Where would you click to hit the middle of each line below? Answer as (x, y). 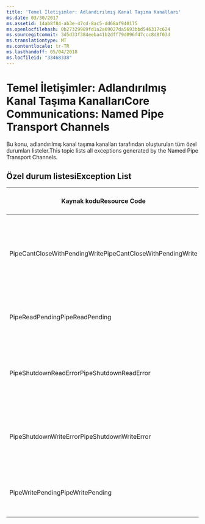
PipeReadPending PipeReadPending (60, 317)
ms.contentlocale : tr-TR (38, 47)
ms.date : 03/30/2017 (33, 18)
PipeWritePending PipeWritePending (60, 493)
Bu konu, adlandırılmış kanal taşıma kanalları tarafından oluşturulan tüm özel (102, 144)
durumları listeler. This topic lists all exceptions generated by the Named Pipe (103, 150)
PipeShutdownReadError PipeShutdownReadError (80, 373)
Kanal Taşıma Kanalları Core (78, 101)
